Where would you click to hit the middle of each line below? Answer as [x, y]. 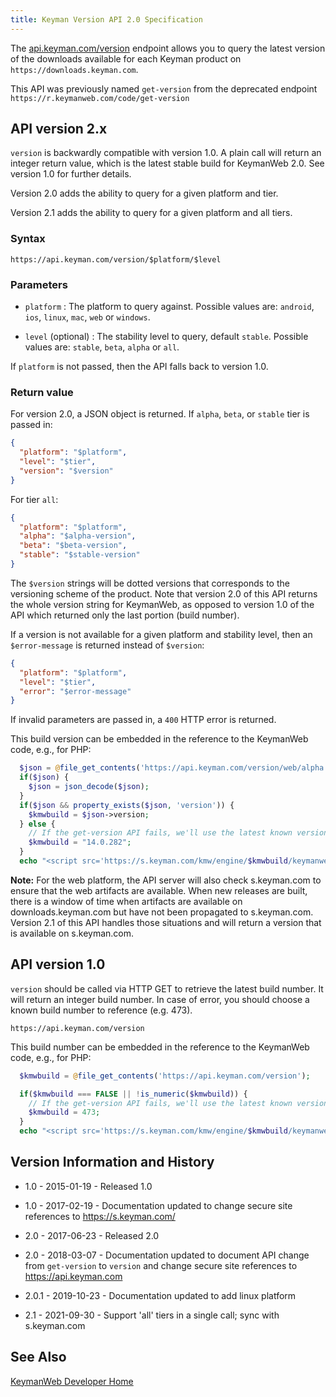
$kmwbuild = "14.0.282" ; [80, 842]
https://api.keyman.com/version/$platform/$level [116, 259]
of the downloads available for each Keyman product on [126, 58]
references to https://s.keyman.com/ [100, 1216]
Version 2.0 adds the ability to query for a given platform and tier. [144, 193]
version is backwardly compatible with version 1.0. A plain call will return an [166, 153]
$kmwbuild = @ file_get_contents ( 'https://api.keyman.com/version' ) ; [165, 1076]
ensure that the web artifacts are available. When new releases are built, [159, 890]
